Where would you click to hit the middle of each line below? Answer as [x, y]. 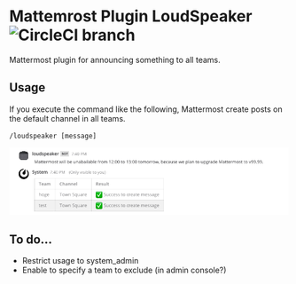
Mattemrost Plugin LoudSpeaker [131, 16]
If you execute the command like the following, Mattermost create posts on [146, 109]
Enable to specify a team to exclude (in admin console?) [124, 270]
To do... [31, 239]
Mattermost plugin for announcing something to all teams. [115, 59]
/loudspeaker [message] [53, 136]
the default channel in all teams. [67, 118]
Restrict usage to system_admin [80, 261]
